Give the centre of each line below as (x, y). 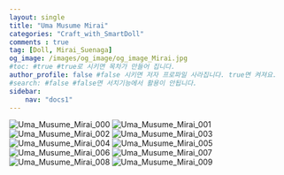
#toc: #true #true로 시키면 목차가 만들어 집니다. (92, 67)
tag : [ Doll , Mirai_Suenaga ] (61, 50)
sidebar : (25, 91)
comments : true (39, 42)
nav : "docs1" (49, 99)
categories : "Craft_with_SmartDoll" (77, 34)
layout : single (37, 17)
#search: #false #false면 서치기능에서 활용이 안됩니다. (103, 83)
